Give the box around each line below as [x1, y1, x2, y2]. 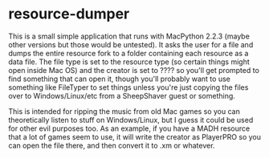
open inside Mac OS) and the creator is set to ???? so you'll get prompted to [8, 65, 259, 75]
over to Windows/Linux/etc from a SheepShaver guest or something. [8, 91, 235, 100]
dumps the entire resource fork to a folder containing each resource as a [8, 48, 249, 58]
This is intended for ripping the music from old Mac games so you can [8, 106, 241, 116]
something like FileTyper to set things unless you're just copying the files [8, 82, 249, 92]
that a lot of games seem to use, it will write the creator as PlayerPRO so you [8, 132, 262, 141]
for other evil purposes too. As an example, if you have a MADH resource [8, 124, 251, 133]
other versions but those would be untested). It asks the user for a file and [8, 39, 254, 49]
